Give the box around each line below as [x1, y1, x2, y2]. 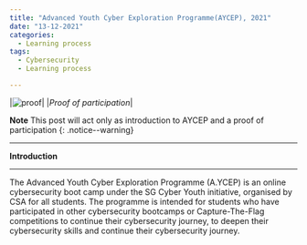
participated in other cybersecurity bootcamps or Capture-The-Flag [9, 206, 265, 217]
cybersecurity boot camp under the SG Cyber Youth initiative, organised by [9, 186, 292, 197]
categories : [9, 30, 55, 39]
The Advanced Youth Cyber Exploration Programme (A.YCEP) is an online [9, 177, 286, 188]
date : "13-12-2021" [9, 22, 84, 31]
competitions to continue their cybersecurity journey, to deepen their [9, 215, 270, 226]
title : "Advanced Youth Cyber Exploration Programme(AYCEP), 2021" [9, 13, 272, 23]
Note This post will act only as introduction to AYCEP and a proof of [9, 115, 265, 126]
